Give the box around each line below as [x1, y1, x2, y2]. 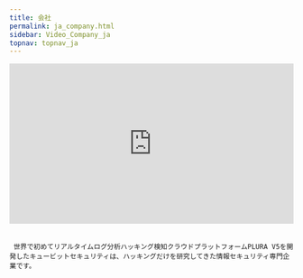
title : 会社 [9, 13, 51, 23]
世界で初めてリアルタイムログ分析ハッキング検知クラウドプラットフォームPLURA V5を [13, 242, 287, 251]
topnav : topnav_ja [9, 38, 78, 48]
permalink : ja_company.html [9, 22, 115, 31]
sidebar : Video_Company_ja [9, 30, 111, 39]
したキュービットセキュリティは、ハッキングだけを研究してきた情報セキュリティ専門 [15, 252, 284, 261]
